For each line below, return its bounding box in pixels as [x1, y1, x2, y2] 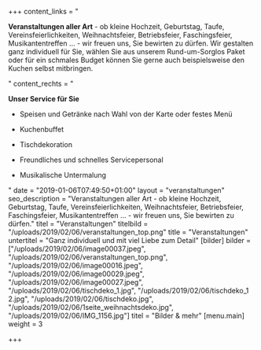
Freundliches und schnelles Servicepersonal [19, 155, 164, 164]
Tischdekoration [19, 140, 73, 149]
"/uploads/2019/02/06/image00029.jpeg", [8, 269, 145, 278]
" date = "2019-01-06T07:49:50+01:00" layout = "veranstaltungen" [8, 186, 226, 195]
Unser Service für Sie [8, 94, 80, 103]
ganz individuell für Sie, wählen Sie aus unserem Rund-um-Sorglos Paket [8, 47, 245, 56]
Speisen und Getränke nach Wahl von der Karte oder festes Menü [19, 109, 233, 119]
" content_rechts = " [8, 79, 74, 88]
